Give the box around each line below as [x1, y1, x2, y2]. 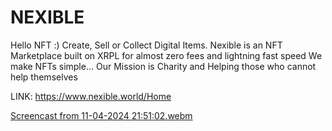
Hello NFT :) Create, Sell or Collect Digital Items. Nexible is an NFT [10, 39, 283, 51]
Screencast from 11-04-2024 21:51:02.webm [10, 109, 193, 121]
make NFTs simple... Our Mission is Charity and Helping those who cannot [10, 60, 317, 72]
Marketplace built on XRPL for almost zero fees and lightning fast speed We [10, 49, 323, 61]
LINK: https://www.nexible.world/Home [10, 90, 172, 102]
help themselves [10, 71, 78, 83]
